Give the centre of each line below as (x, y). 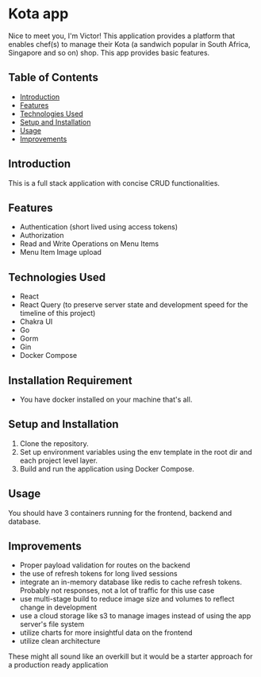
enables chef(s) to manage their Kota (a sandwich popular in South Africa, (129, 44)
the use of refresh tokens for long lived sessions (98, 574)
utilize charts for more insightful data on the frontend (106, 633)
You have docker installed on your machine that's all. (106, 399)
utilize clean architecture (60, 641)
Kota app (38, 14)
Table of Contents (54, 77)
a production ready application (58, 665)
